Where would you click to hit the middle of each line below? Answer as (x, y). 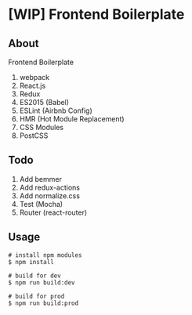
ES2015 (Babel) (44, 102)
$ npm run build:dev (42, 282)
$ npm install (31, 262)
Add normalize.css (50, 196)
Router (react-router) (53, 212)
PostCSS (34, 136)
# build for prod (36, 296)
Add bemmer (41, 179)
